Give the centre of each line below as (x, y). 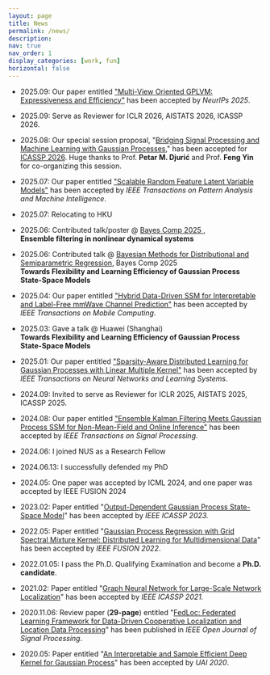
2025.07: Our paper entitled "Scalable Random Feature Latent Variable (137, 181)
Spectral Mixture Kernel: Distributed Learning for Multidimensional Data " (140, 539)
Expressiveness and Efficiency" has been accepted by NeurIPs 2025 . (135, 100)
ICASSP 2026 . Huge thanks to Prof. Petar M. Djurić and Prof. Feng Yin (137, 157)
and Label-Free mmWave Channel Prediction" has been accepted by (134, 304)
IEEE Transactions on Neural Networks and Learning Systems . (124, 378)
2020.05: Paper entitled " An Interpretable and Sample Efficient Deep (133, 654)
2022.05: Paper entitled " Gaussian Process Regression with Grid (127, 531)
